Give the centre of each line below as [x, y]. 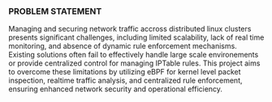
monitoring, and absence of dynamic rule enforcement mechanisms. [123, 46]
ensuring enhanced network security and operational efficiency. [116, 89]
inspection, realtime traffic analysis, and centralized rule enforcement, [125, 81]
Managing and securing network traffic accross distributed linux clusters [130, 29]
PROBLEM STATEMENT [55, 11]
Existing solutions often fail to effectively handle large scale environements [134, 55]
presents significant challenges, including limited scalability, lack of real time [136, 37]
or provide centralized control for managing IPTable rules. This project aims [134, 63]
